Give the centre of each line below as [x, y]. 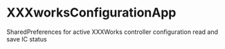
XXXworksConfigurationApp [91, 13]
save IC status [27, 39]
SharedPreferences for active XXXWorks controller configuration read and [112, 32]
